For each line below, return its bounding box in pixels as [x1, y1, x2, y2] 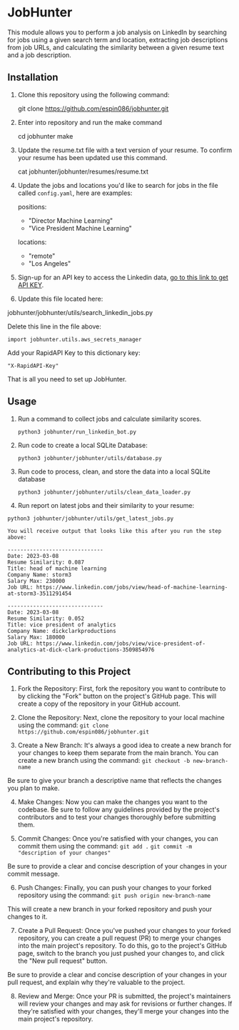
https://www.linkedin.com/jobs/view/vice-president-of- [36, 640, 205, 647]
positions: [17, 202, 47, 211]
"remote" [28, 251, 56, 260]
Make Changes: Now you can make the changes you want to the [17, 798, 208, 806]
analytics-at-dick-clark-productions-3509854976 [7, 646, 155, 654]
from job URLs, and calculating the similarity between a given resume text [7, 43, 225, 51]
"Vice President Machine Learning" [28, 224, 132, 232]
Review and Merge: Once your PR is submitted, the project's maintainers [17, 992, 231, 1001]
